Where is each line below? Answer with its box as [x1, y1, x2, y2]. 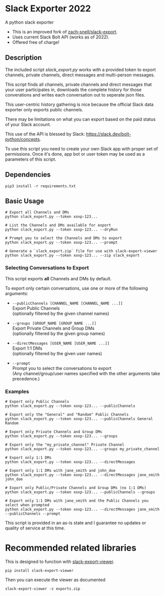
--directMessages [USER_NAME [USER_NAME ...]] [12, 341, 110, 346]
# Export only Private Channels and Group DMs [5, 429, 102, 434]
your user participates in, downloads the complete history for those [5, 87, 142, 93]
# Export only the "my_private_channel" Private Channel [5, 442, 125, 447]
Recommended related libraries [5, 542, 136, 554]
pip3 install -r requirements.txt [5, 183, 76, 189]
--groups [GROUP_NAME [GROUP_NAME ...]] [12, 321, 97, 326]
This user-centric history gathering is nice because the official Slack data [5, 101, 154, 107]
